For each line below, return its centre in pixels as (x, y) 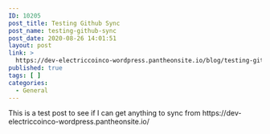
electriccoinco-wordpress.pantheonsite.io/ (79, 122)
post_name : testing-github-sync (62, 30)
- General (32, 90)
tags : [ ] (25, 75)
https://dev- (222, 113)
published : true (35, 68)
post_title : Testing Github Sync (64, 23)
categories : (28, 83)
